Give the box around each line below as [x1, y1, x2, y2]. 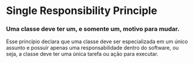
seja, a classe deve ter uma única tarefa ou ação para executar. [6, 51, 159, 58]
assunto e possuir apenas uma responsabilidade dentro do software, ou [6, 44, 179, 51]
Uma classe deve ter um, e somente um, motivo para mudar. [6, 25, 180, 33]
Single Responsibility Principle [6, 4, 158, 17]
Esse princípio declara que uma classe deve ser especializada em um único [6, 38, 188, 45]
